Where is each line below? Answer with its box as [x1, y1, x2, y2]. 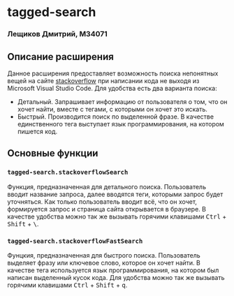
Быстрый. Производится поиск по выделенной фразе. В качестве [17, 112, 214, 121]
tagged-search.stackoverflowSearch [7, 168, 129, 177]
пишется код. [17, 127, 58, 135]
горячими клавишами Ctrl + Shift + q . [7, 281, 128, 289]
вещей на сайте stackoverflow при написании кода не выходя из [7, 76, 200, 84]
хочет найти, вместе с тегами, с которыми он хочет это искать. [17, 105, 208, 113]
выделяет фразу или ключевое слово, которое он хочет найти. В [7, 258, 200, 267]
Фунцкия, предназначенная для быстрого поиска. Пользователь [7, 251, 200, 259]
